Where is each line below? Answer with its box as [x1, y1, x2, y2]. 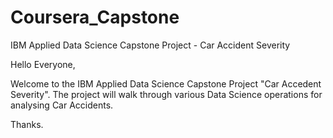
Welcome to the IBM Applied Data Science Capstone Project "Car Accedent [10, 77, 322, 90]
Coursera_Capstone [10, 6, 180, 29]
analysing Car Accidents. [10, 99, 114, 111]
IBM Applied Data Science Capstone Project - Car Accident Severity [10, 39, 291, 51]
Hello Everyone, [10, 58, 76, 70]
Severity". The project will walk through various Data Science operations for [10, 88, 323, 100]
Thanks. [10, 118, 44, 130]
